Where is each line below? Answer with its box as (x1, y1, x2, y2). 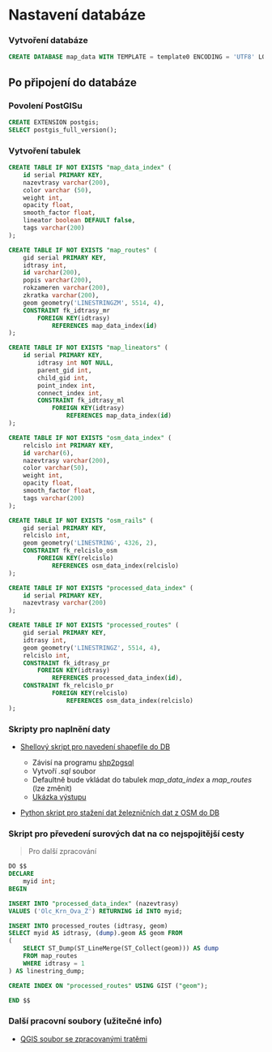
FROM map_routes (23, 952, 79, 960)
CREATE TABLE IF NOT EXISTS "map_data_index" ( (8, 164, 172, 172)
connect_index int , (37, 389, 104, 397)
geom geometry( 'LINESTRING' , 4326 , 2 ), (23, 539, 158, 547)
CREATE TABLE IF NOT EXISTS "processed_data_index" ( (8, 584, 194, 592)
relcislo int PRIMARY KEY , (23, 441, 114, 450)
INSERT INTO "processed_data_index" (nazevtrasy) (8, 899, 180, 908)
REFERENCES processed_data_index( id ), (51, 674, 183, 683)
